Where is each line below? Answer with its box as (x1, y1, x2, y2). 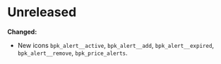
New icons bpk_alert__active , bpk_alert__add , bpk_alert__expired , (17, 41, 214, 49)
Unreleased (7, 4, 77, 20)
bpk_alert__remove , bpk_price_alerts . (17, 49, 129, 57)
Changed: (7, 27, 37, 36)
